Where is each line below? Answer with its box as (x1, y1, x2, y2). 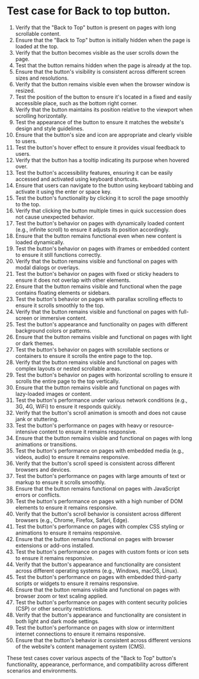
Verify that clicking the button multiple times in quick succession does (15, 207, 187, 214)
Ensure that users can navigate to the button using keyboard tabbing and (15, 181, 194, 188)
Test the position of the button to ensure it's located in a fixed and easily (15, 93, 192, 100)
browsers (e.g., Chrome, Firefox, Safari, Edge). (15, 516, 129, 524)
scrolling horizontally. (15, 112, 68, 120)
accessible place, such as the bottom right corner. (15, 99, 138, 106)
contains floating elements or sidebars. (15, 289, 111, 296)
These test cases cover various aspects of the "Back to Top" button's (7, 654, 176, 661)
